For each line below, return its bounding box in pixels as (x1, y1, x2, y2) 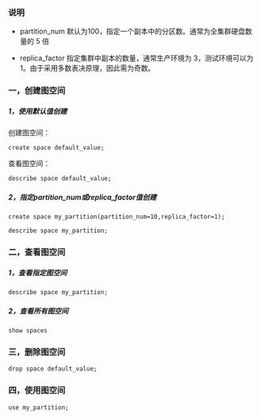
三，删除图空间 (8, 346, 66, 357)
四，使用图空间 (8, 385, 66, 396)
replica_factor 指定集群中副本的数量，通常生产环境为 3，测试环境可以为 (19, 53, 254, 63)
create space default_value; (8, 144, 105, 152)
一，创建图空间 (8, 85, 66, 96)
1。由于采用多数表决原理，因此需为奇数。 (19, 64, 155, 73)
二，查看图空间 (8, 246, 66, 258)
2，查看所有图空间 (8, 306, 69, 316)
